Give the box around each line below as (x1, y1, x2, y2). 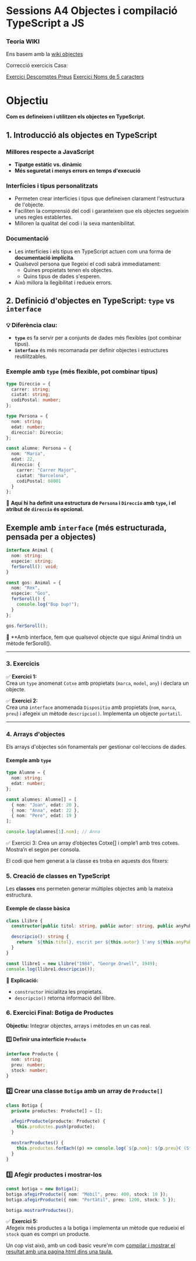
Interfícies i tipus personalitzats (6, 182, 98, 190)
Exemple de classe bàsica (6, 905, 70, 912)
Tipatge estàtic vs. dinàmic (14, 161, 82, 168)
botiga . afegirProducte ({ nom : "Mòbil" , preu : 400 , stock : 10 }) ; (6, 1191, 169, 1197)
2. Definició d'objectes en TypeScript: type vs (6, 296, 175, 306)
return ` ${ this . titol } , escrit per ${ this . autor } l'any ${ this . (16, 939, 176, 945)
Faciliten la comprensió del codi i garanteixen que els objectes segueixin (14, 208, 189, 215)
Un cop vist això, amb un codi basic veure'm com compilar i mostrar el (6, 1242, 176, 1249)
